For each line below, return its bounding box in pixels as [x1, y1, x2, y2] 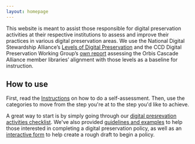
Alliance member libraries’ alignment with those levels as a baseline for [6, 56, 178, 63]
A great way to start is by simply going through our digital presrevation [6, 112, 177, 119]
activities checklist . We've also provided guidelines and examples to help [6, 119, 183, 126]
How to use [6, 79, 48, 89]
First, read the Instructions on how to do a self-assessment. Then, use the [6, 95, 185, 102]
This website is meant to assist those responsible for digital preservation [6, 25, 181, 32]
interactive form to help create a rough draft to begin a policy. [6, 131, 155, 138]
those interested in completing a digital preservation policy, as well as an [6, 125, 182, 132]
